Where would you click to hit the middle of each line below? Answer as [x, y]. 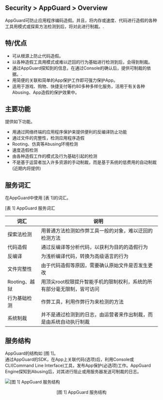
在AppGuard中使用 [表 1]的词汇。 [38, 198]
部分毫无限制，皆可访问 [73, 289]
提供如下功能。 [20, 122]
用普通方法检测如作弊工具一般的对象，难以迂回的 [97, 231]
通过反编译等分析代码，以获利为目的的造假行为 [94, 247]
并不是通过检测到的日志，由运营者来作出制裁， [94, 314]
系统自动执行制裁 [70, 322]
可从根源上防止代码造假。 [38, 56]
